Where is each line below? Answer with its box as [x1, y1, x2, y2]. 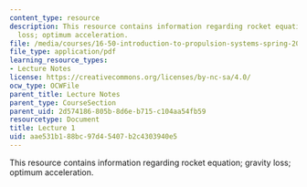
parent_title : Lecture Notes [9, 89, 121, 99]
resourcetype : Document [9, 115, 101, 124]
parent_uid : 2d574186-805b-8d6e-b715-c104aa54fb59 [9, 107, 206, 116]
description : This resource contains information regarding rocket [9, 22, 272, 31]
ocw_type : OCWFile [9, 81, 79, 90]
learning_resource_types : [9, 56, 108, 65]
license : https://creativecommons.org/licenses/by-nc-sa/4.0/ [9, 73, 251, 82]
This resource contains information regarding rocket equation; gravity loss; [9, 157, 291, 168]
